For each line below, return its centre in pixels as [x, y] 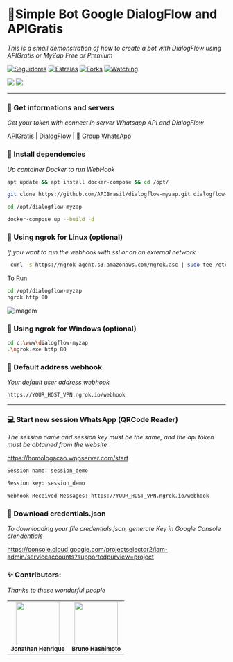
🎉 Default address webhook [55, 367]
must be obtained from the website [57, 445]
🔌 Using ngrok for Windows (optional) [72, 329]
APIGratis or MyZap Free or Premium [60, 55]
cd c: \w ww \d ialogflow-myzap [48, 343]
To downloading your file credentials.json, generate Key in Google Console [114, 529]
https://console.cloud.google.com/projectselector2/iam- [88, 550]
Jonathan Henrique [38, 648]
